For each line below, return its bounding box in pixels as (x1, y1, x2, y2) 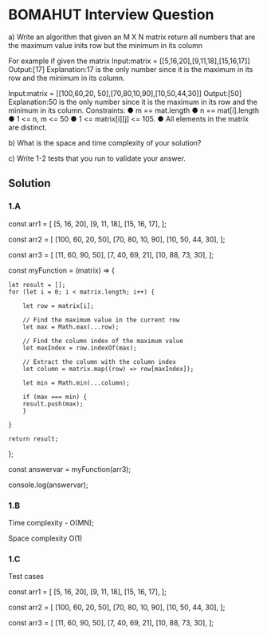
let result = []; (8, 281, 66, 289)
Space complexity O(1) (8, 533, 83, 543)
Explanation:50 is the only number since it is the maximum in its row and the (8, 97, 257, 106)
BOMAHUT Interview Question (8, 6, 214, 24)
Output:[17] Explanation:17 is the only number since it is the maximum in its (8, 64, 253, 74)
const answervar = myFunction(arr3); (8, 464, 132, 473)
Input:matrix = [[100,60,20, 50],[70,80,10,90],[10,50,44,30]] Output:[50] (8, 88, 242, 98)
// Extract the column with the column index (22, 357, 177, 365)
